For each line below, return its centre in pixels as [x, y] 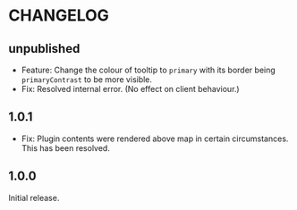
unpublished [44, 49]
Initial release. [34, 197]
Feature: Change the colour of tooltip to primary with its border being [148, 70]
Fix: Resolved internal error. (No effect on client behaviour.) [130, 89]
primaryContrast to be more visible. [87, 80]
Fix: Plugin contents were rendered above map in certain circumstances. [155, 139]
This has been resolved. [66, 147]
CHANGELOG [59, 16]
